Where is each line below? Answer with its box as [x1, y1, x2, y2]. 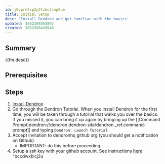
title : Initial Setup [5, 12, 50, 17]
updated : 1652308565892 [5, 21, 54, 26]
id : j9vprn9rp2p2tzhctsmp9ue [5, 7, 65, 12]
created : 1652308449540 [5, 26, 54, 31]
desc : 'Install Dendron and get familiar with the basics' [5, 16, 129, 21]
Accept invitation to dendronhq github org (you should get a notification [12, 132, 159, 138]
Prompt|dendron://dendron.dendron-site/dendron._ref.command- [12, 122, 146, 128]
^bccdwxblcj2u [12, 153, 43, 159]
